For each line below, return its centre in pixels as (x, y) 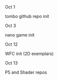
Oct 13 (11, 63)
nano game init (20, 35)
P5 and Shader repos (26, 72)
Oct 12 (11, 44)
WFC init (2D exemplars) (29, 53)
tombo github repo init (27, 16)
